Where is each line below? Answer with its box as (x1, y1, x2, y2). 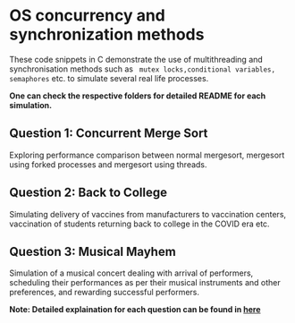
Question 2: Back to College (9, 185, 168, 200)
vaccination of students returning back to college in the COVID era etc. (9, 218, 270, 229)
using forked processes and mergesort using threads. (9, 158, 207, 170)
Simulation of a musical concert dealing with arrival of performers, (9, 268, 254, 278)
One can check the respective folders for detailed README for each (9, 90, 266, 101)
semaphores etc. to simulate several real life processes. (9, 72, 209, 83)
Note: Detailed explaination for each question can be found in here (9, 304, 261, 315)
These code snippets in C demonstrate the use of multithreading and (9, 54, 264, 64)
